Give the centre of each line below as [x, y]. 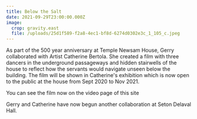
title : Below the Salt [34, 11]
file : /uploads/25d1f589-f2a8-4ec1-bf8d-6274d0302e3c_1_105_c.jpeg [96, 34]
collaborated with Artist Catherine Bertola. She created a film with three [93, 57]
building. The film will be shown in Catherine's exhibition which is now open [98, 75]
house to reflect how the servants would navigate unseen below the [88, 69]
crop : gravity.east [35, 28]
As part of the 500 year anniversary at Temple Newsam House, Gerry [90, 50]
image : [14, 22]
